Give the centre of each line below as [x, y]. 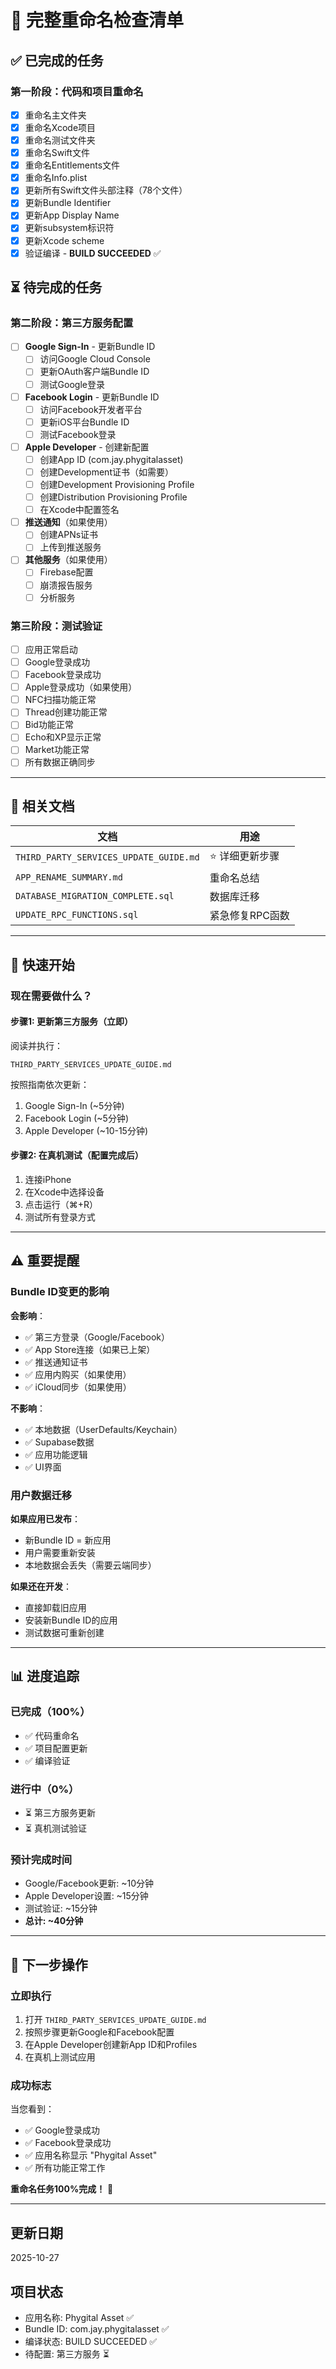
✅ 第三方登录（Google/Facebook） [97, 1337]
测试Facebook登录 [78, 434]
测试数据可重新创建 [64, 1633]
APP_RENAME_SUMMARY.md [69, 877]
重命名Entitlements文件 [72, 165]
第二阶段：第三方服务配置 [72, 323]
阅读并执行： [36, 1045]
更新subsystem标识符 [69, 228]
